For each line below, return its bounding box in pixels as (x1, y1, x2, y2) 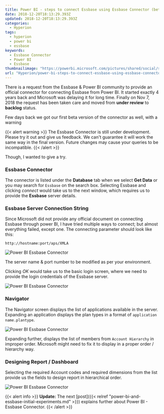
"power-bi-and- (109, 393, 141, 399)
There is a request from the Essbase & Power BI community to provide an (5, 84, 152, 90)
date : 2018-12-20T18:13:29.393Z (5, 12, 71, 17)
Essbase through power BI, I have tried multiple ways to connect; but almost (5, 221, 158, 227)
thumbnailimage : (5, 66, 38, 71)
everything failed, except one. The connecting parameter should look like (5, 227, 152, 232)
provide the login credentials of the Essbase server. (5, 274, 109, 280)
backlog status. (5, 104, 37, 110)
